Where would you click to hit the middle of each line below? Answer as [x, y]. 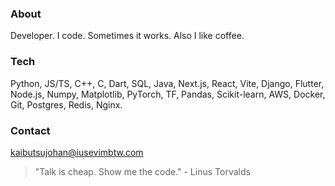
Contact [30, 130]
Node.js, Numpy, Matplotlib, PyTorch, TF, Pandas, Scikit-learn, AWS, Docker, [168, 94]
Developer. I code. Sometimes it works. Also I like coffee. [127, 36]
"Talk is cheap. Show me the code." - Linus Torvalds [142, 171]
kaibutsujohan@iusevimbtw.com [77, 152]
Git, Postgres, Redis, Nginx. [66, 104]
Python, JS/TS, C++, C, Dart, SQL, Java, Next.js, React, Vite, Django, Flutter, [167, 83]
